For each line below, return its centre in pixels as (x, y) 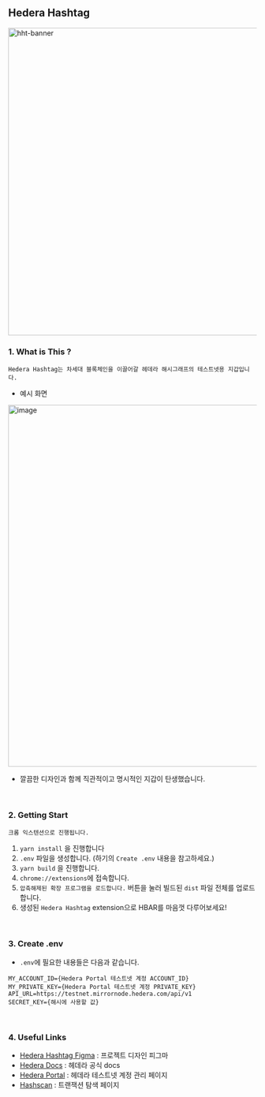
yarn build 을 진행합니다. (60, 868)
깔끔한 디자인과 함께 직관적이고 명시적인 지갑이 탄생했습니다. (112, 779)
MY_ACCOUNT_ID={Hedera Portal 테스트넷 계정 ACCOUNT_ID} (99, 978)
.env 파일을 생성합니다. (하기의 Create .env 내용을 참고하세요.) (117, 858)
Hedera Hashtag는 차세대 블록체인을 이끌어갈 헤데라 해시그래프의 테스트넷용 (116, 370)
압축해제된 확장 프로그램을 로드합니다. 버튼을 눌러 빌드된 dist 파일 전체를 (127, 888)
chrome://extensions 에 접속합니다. (75, 878)
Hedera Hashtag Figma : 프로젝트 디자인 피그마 (94, 1055)
